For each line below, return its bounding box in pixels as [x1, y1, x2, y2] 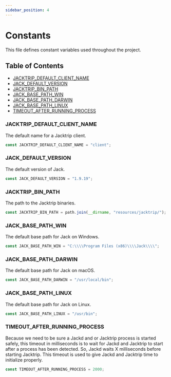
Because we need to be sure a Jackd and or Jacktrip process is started [5, 335, 157, 341]
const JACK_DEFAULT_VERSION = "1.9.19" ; [5, 176, 93, 181]
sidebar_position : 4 [5, 7, 50, 13]
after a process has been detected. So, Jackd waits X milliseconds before [5, 346, 161, 352]
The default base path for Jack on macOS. [5, 268, 96, 274]
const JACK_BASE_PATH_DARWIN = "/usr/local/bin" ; [5, 277, 114, 282]
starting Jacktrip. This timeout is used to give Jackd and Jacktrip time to [5, 351, 158, 357]
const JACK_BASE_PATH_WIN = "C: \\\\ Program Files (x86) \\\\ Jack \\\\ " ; [5, 243, 160, 249]
